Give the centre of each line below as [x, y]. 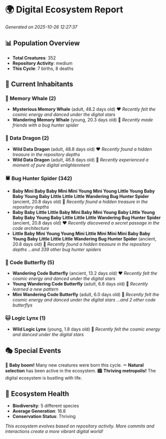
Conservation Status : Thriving [44, 416]
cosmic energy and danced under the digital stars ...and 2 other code [84, 300]
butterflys [22, 305]
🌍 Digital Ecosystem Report [64, 10]
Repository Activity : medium [42, 63]
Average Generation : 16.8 [39, 411]
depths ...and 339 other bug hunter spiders [57, 249]
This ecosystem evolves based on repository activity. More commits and [80, 426]
